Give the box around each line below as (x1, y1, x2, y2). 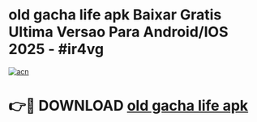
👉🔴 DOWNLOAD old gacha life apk (8, 97, 249, 115)
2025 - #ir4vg (8, 40, 105, 58)
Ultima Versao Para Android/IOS (8, 23, 229, 41)
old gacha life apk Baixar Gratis (8, 6, 222, 24)
